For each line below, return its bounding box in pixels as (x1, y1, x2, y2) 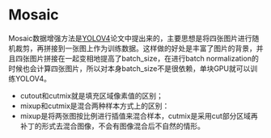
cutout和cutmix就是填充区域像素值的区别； (19, 90, 163, 100)
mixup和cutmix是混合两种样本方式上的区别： (19, 101, 170, 111)
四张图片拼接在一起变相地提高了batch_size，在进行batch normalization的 (15, 53, 259, 63)
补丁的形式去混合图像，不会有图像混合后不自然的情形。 (19, 121, 205, 131)
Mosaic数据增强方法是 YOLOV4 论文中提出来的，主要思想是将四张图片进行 (8, 33, 252, 43)
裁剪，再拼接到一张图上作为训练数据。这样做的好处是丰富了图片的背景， (15, 43, 256, 53)
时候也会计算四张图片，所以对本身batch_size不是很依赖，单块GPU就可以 (8, 63, 251, 73)
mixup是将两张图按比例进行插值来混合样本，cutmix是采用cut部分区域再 (19, 111, 258, 120)
